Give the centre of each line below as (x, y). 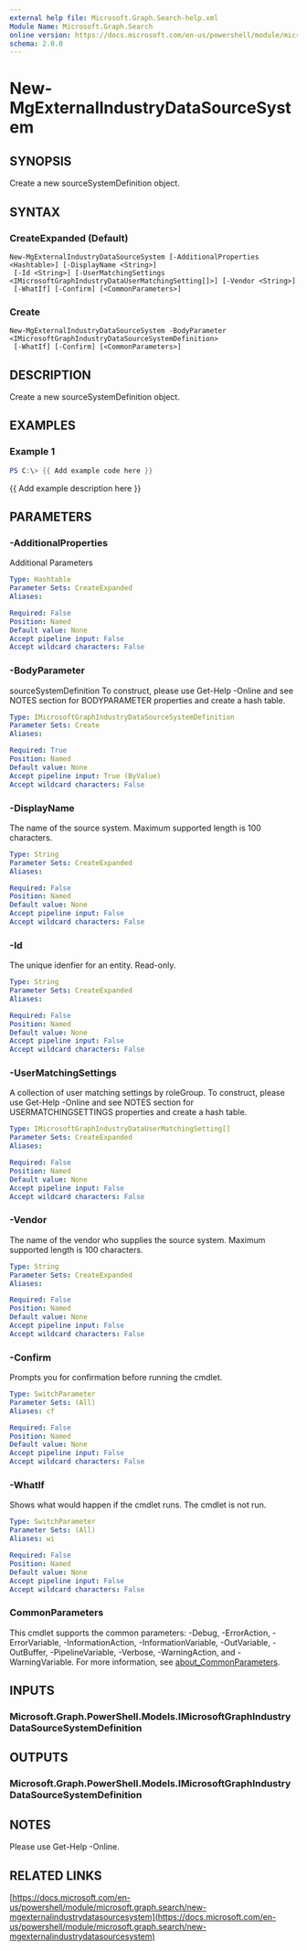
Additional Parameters (51, 563)
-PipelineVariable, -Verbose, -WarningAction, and (143, 1652)
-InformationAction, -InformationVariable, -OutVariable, (167, 1642)
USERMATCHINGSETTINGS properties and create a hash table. (128, 1112)
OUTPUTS (39, 1758)
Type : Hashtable (40, 580)
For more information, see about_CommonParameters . (178, 1662)
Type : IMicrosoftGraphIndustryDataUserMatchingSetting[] (120, 1129)
